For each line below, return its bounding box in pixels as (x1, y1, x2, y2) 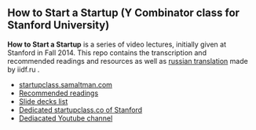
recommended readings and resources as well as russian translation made (7, 56, 248, 65)
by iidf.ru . (7, 65, 40, 74)
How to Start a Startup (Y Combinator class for (7, 6, 240, 20)
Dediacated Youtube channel (18, 113, 113, 123)
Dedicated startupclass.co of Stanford (18, 105, 143, 114)
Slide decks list (18, 96, 68, 106)
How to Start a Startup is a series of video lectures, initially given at (7, 39, 227, 49)
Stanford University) (7, 19, 110, 32)
